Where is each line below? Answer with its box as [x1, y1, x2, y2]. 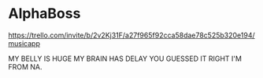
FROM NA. [8, 62, 43, 71]
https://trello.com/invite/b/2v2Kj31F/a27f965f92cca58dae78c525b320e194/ [8, 30, 255, 40]
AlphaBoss [8, 5, 81, 23]
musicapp [8, 38, 41, 48]
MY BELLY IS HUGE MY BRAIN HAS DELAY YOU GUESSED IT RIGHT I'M [8, 54, 243, 63]
